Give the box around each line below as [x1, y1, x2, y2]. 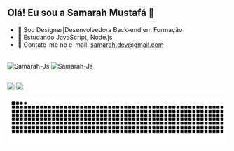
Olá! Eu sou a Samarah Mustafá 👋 [7, 7, 155, 19]
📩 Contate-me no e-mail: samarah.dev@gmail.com [17, 40, 164, 49]
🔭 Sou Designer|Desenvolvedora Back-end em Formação [17, 25, 183, 34]
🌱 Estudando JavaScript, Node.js [17, 33, 113, 41]
